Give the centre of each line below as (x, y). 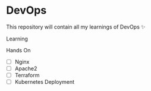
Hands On (18, 50)
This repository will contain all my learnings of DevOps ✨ (76, 27)
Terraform (27, 76)
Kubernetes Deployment (45, 82)
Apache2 (26, 68)
